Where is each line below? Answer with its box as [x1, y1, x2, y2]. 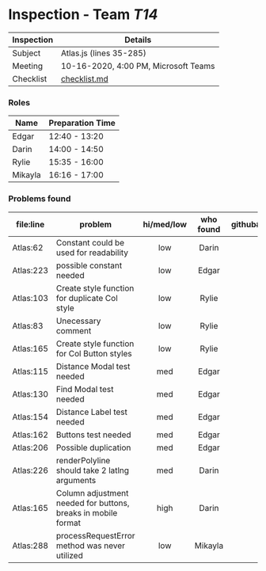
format [55, 517, 82, 528]
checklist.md [60, 73, 108, 84]
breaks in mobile [55, 507, 118, 518]
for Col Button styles [55, 348, 132, 359]
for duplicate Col [55, 292, 118, 303]
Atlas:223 [12, 265, 49, 276]
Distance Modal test [55, 360, 131, 371]
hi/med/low [142, 219, 188, 230]
